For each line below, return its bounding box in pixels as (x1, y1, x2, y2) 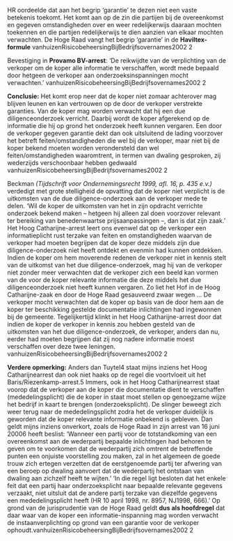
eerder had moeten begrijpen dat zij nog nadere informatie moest (7, 335, 195, 343)
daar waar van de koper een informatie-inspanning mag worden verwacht (7, 511, 219, 519)
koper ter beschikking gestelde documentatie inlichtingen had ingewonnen (7, 306, 221, 313)
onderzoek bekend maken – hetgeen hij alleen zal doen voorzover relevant (7, 209, 220, 217)
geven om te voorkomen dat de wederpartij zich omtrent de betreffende (7, 445, 214, 453)
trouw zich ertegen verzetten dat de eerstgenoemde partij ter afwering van (7, 460, 223, 467)
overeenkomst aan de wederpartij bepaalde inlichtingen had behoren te (7, 437, 212, 445)
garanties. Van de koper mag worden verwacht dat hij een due (7, 107, 186, 115)
